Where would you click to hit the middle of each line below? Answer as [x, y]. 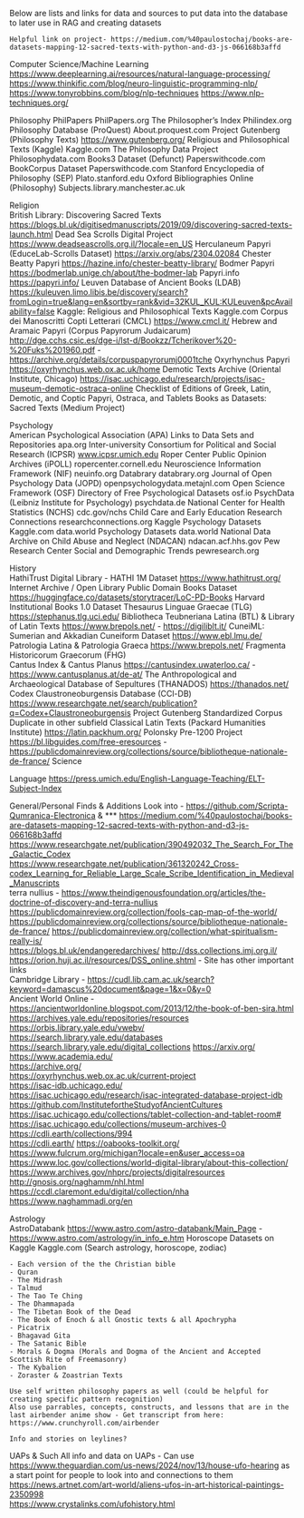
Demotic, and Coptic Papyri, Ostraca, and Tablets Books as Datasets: [138, 398]
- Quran [24, 1272]
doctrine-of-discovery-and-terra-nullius [84, 902]
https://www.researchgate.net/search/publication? [104, 703]
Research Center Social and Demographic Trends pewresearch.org [134, 551]
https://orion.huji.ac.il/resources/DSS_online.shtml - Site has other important [152, 960]
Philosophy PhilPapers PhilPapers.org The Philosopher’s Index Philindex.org [151, 120]
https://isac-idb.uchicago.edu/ [66, 1085]
